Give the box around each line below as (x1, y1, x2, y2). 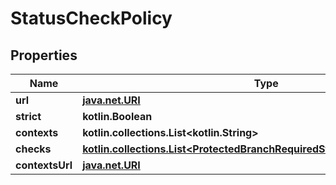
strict (15, 110, 42, 123)
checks (15, 142, 52, 156)
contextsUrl (15, 158, 73, 172)
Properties (10, 47, 78, 64)
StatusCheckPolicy (10, 7, 173, 30)
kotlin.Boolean (82, 110, 153, 123)
